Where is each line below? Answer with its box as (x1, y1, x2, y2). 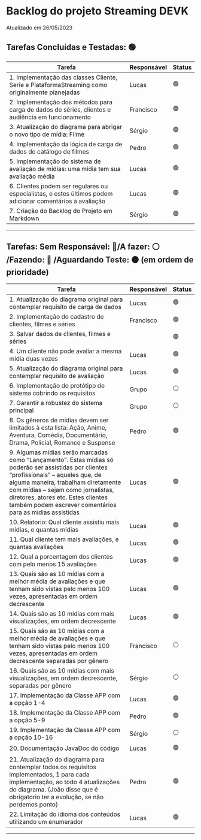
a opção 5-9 (9, 716, 45, 724)
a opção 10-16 (9, 733, 53, 742)
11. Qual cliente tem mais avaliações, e (9, 535, 119, 544)
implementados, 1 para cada (9, 770, 90, 778)
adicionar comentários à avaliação (9, 197, 106, 205)
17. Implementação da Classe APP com (9, 691, 121, 700)
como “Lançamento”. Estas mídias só (9, 455, 114, 464)
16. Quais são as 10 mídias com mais (9, 666, 115, 674)
